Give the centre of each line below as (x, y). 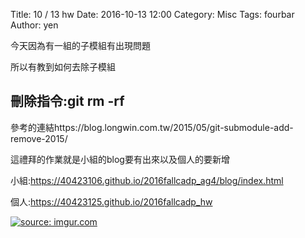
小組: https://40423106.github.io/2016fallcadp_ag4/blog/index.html (147, 180)
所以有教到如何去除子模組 (63, 67)
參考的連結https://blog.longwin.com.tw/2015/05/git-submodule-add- (152, 127)
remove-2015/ (39, 138)
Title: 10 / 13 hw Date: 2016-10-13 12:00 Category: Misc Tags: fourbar (152, 14)
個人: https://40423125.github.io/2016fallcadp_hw (111, 201)
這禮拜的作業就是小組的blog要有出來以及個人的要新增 (120, 159)
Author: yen (34, 25)
